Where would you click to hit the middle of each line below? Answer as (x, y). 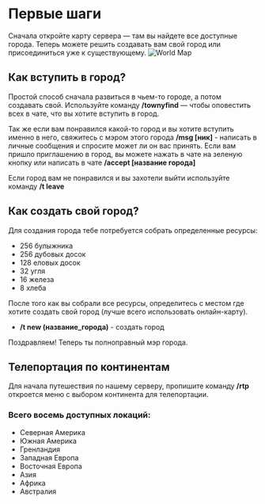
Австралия (38, 491)
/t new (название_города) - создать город (92, 326)
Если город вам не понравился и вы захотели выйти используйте (119, 178)
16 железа (37, 279)
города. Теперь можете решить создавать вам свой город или (115, 44)
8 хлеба (33, 288)
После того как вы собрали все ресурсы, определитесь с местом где (126, 303)
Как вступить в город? (67, 77)
